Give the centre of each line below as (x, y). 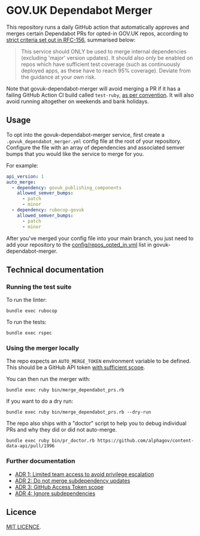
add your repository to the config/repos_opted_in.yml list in (79, 244)
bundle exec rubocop (32, 311)
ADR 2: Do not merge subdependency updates (72, 480)
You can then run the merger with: (49, 379)
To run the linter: (26, 300)
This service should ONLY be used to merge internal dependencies (104, 51)
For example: (22, 165)
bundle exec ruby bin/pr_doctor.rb (51, 441)
